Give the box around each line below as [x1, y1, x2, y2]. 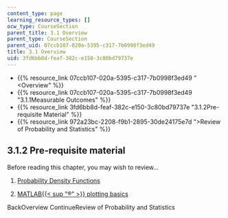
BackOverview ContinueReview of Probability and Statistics [7, 203, 175, 211]
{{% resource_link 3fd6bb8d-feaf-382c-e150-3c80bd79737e [16, 102, 190, 111]
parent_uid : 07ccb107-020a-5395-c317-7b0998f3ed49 [7, 42, 155, 49]
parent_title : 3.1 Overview [7, 29, 88, 36]
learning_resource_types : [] [7, 17, 91, 23]
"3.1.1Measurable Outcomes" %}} [16, 96, 111, 104]
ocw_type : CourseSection [7, 23, 78, 30]
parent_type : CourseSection [7, 36, 88, 43]
